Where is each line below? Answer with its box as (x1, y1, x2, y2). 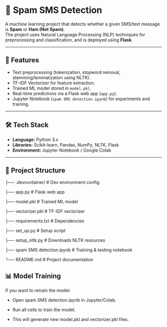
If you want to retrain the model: (5, 288, 71, 294)
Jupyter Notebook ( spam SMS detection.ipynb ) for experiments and (12, 96, 150, 102)
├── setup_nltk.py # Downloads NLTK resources (5, 237, 105, 243)
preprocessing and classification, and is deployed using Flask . (5, 37, 133, 43)
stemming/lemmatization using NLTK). (12, 74, 91, 80)
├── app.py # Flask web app (5, 189, 65, 195)
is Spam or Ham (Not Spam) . (5, 26, 65, 32)
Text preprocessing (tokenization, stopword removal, (12, 69, 121, 75)
